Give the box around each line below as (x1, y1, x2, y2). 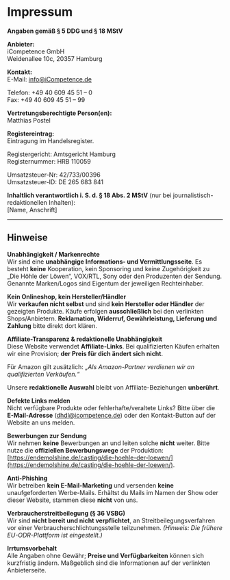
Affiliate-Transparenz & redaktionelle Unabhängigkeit (7, 335, 163, 343)
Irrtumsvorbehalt (7, 544, 57, 552)
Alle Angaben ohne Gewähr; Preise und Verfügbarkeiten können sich (7, 551, 204, 559)
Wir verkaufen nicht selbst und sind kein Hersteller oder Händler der (7, 299, 205, 308)
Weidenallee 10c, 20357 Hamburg (7, 54, 103, 62)
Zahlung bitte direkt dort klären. (7, 321, 98, 329)
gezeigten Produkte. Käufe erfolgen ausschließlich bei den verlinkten (7, 307, 204, 315)
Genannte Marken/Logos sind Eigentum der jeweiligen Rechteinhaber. (7, 279, 204, 288)
